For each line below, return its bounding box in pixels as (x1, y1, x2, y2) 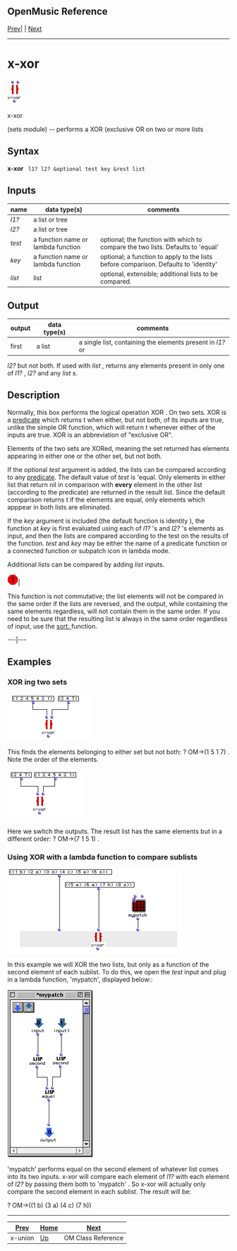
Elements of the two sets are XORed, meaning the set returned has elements (7, 444, 229, 452)
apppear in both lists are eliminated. (7, 502, 111, 511)
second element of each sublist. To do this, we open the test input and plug (7, 968, 226, 977)
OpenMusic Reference (7, 6, 108, 18)
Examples (7, 655, 51, 667)
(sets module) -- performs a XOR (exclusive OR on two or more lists (7, 125, 204, 133)
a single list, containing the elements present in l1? (78, 338, 226, 346)
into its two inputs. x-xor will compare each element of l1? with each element (7, 1173, 229, 1181)
